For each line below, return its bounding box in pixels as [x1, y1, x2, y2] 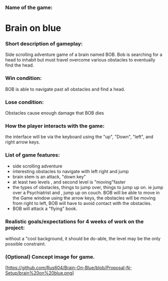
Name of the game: [5, 4, 53, 11]
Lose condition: [5, 98, 44, 105]
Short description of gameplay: [5, 40, 83, 47]
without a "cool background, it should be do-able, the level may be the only [5, 235, 161, 241]
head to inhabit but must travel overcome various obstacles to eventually [5, 57, 155, 63]
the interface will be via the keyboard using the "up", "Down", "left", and [5, 134, 154, 140]
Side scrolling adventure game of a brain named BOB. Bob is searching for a [5, 51, 162, 57]
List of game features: [5, 151, 60, 158]
